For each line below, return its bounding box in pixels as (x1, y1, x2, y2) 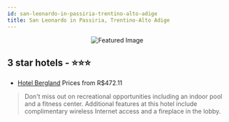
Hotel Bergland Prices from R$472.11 (17, 79, 123, 87)
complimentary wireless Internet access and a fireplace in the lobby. (24, 107, 221, 116)
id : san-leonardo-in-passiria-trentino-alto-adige (7, 10, 158, 17)
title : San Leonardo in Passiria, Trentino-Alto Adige (7, 17, 170, 24)
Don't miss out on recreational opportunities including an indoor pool (24, 92, 223, 101)
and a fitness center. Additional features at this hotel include (24, 100, 198, 108)
